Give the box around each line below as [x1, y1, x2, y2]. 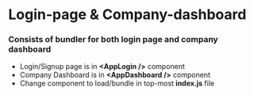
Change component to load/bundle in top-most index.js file [19, 79, 215, 88]
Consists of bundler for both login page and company [8, 34, 218, 45]
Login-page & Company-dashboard [8, 6, 247, 24]
